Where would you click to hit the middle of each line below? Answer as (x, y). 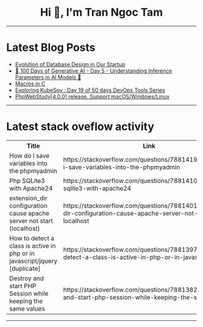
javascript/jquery (33, 261)
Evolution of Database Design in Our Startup (70, 64)
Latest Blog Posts (51, 48)
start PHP (23, 286)
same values (27, 308)
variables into (28, 163)
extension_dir (28, 198)
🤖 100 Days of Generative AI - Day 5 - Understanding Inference (93, 71)
